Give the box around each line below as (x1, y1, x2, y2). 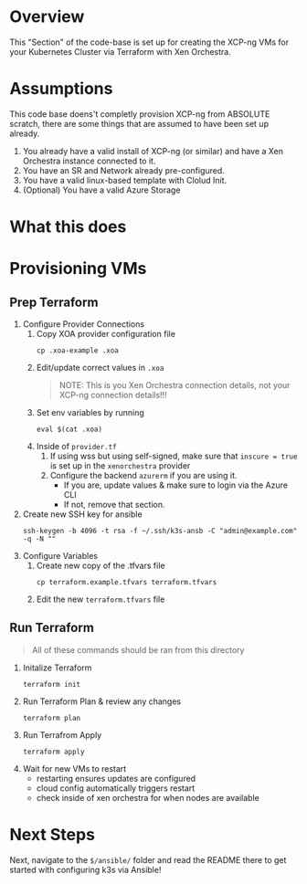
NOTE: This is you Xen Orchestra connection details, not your (58, 380, 291, 391)
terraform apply (22, 747, 85, 756)
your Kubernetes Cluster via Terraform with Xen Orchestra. (9, 46, 231, 57)
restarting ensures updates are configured (36, 773, 196, 784)
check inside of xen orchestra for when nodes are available (36, 792, 260, 803)
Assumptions (9, 79, 113, 100)
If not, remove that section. (63, 500, 166, 510)
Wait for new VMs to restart (22, 763, 127, 773)
